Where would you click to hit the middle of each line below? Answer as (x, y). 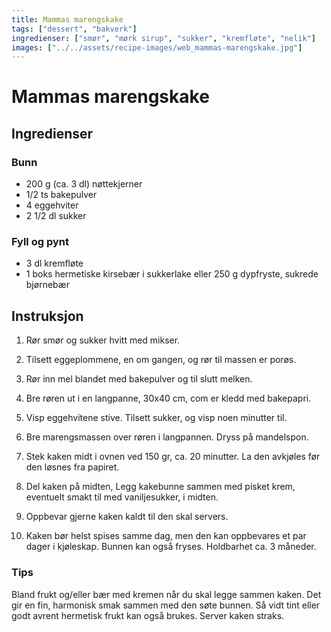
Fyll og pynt (40, 242)
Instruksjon (47, 316)
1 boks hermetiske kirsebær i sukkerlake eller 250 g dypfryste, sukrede (172, 274)
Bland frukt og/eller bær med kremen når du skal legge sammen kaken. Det (166, 594)
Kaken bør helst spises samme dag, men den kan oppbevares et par (166, 536)
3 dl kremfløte (54, 263)
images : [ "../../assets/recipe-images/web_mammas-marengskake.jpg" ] (157, 47)
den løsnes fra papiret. (72, 467)
